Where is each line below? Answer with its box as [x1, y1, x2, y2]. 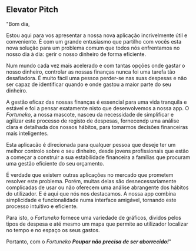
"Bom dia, [6, 20, 31, 27]
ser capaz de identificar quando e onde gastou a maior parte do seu [6, 81, 172, 88]
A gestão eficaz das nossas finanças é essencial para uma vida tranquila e [6, 98, 187, 105]
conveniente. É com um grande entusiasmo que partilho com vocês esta [6, 38, 182, 45]
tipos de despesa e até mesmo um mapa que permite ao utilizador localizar [6, 220, 188, 227]
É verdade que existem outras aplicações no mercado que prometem [6, 171, 174, 179]
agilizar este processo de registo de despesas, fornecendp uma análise [6, 117, 180, 124]
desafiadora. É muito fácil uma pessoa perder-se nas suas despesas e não [6, 74, 187, 81]
